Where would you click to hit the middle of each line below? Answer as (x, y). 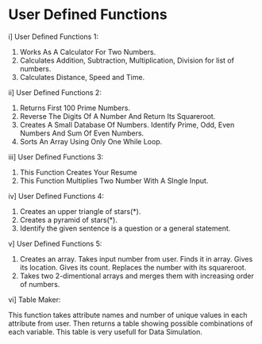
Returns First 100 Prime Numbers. (75, 108)
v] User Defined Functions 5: (55, 243)
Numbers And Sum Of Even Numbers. (82, 133)
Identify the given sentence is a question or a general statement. (125, 228)
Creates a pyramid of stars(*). (68, 220)
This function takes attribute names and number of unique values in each (128, 315)
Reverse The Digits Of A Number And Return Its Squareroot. (118, 116)
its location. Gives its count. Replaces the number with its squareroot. (133, 267)
